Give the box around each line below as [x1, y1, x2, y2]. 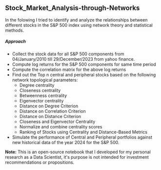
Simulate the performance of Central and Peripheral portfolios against [12, 134, 153, 140]
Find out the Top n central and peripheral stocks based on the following [12, 72, 156, 77]
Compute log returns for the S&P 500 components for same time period [12, 61, 156, 67]
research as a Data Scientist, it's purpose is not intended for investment [5, 154, 149, 160]
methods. [5, 27, 24, 33]
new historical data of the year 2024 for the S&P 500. [12, 139, 120, 145]
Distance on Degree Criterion [19, 103, 79, 109]
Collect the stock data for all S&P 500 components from [12, 51, 124, 57]
